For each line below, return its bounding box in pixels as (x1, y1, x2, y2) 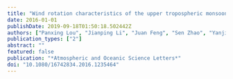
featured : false (7, 49, 54, 56)
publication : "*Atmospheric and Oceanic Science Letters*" (7, 55, 182, 62)
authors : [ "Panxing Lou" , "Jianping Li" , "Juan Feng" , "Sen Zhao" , (7, 29, 207, 36)
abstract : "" (7, 42, 45, 49)
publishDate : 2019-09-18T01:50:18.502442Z (7, 23, 132, 30)
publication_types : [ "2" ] (7, 36, 82, 43)
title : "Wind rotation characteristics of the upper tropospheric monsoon (7, 10, 228, 17)
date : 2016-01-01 (7, 16, 58, 23)
